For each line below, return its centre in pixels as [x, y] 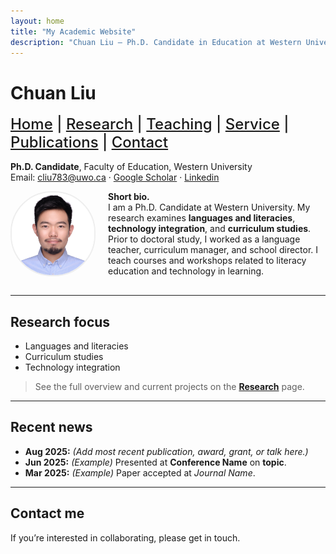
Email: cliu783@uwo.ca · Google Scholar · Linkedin [115, 177]
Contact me [47, 513]
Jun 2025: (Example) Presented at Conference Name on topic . [155, 462]
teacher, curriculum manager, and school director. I [213, 250]
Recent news [51, 427]
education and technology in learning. [186, 271]
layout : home [37, 21]
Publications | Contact [89, 142]
